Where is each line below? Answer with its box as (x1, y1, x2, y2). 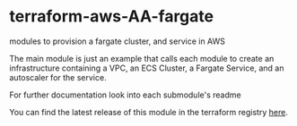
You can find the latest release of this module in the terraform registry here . (9, 106, 289, 117)
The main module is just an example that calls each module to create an (9, 53, 275, 63)
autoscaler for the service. (9, 71, 107, 82)
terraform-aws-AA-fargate (9, 6, 214, 27)
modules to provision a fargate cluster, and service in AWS (9, 36, 226, 46)
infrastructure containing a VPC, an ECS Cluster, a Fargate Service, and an (9, 63, 284, 73)
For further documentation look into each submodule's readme (9, 89, 241, 100)
